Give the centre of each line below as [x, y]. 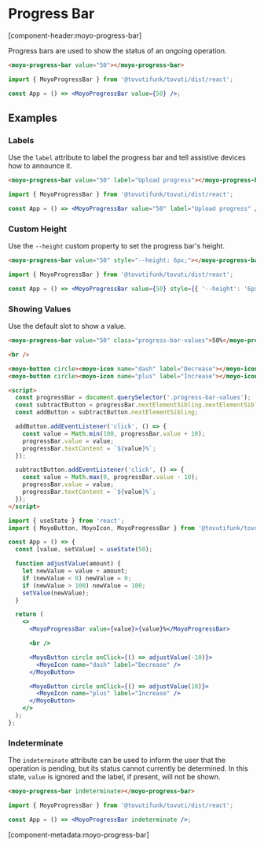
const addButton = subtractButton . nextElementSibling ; [107, 412]
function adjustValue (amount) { [68, 564]
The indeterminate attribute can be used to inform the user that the [117, 760]
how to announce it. [40, 166]
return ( [29, 614]
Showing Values [40, 309]
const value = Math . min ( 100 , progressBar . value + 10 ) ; [114, 433]
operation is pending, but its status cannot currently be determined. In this [128, 768]
